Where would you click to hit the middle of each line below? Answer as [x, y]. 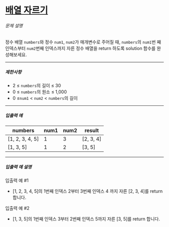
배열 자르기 [27, 10]
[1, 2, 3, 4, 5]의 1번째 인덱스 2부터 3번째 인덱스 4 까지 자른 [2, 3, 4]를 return [88, 191]
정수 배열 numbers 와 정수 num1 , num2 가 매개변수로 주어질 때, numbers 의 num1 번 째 [83, 42]
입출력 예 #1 [17, 181]
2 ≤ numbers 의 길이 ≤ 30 [37, 86]
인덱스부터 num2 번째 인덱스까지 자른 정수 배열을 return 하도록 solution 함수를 [80, 48]
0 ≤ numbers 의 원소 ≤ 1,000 [39, 92]
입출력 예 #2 [17, 208]
